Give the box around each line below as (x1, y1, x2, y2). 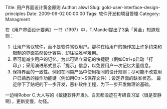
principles (5, 11, 26, 17)
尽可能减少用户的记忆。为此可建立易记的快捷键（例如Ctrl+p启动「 (12, 56, 149, 62)
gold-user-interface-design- (101, 5, 160, 10)
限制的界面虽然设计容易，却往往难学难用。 (12, 50, 101, 56)
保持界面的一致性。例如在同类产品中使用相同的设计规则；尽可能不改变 (12, 69, 158, 74)
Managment (5, 17, 30, 22)
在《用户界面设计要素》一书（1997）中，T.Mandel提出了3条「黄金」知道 (5, 27, 155, 33)
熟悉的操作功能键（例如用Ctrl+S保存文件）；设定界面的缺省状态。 (21, 75, 155, 81)
